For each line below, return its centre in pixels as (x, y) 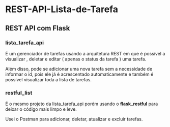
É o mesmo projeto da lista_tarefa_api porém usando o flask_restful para (82, 104)
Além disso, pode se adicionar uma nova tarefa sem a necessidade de (79, 69)
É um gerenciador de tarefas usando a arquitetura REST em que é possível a (85, 53)
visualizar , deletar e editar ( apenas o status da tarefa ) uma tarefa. (76, 59)
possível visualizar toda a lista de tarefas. (48, 79)
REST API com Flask (38, 28)
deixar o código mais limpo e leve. (41, 109)
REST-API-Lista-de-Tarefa (62, 9)
